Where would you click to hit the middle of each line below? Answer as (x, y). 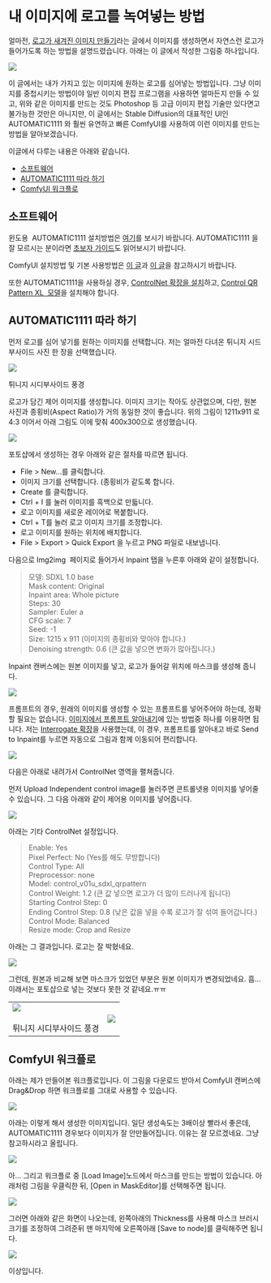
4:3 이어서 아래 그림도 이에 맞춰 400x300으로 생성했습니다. (103, 422)
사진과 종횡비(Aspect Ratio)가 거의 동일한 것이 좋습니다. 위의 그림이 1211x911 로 (134, 411)
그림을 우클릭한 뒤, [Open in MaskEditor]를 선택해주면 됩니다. (128, 1186)
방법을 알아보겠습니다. (43, 134)
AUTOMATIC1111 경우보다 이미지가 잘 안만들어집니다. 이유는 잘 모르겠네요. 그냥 (134, 1133)
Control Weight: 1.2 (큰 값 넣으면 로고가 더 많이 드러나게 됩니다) (129, 893)
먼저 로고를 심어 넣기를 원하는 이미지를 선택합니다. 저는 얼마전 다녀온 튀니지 (127, 341)
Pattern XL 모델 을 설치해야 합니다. (64, 292)
